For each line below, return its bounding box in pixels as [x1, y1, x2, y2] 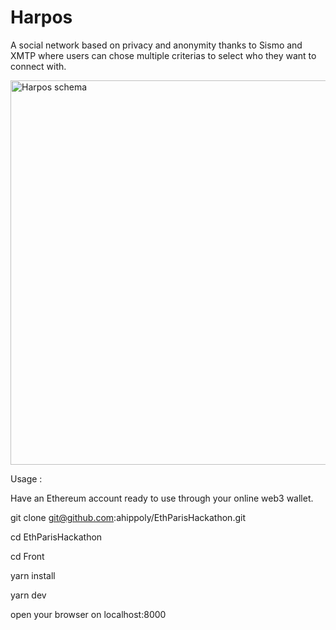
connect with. [10, 60, 67, 72]
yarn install [10, 569, 56, 581]
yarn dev [10, 589, 47, 601]
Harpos [10, 6, 73, 29]
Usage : [10, 472, 43, 485]
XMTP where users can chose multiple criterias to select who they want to [10, 49, 317, 61]
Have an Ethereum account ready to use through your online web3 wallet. [10, 492, 314, 504]
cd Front [10, 550, 45, 562]
